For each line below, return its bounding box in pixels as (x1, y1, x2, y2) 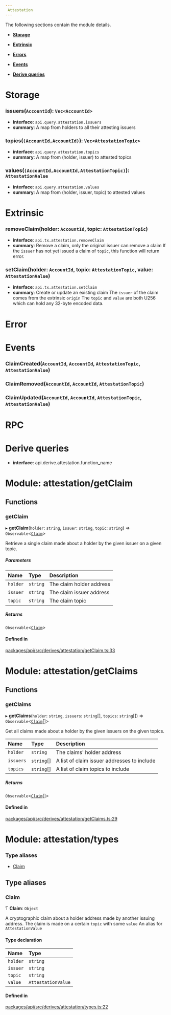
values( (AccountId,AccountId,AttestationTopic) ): (5, 167, 130, 174)
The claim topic (49, 597, 87, 604)
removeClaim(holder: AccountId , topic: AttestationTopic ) (5, 225, 148, 232)
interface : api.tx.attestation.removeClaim (12, 237, 104, 243)
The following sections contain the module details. (5, 21, 111, 28)
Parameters (5, 557, 31, 564)
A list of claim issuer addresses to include (56, 757, 156, 764)
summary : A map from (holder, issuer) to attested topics (12, 154, 132, 160)
